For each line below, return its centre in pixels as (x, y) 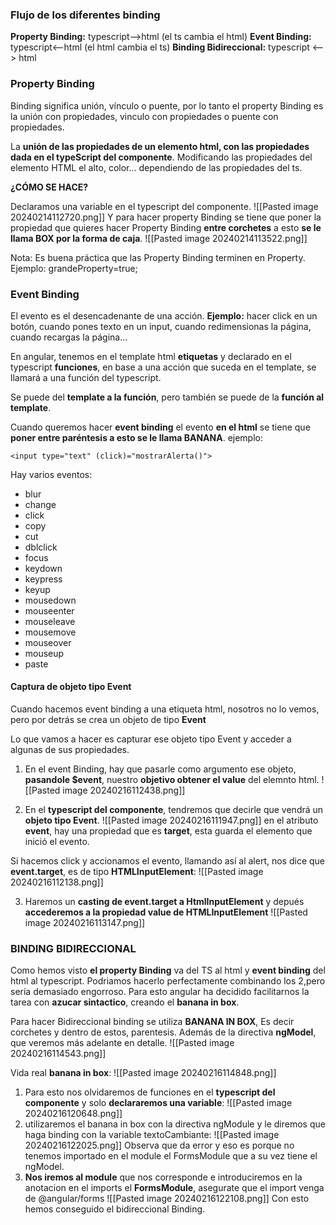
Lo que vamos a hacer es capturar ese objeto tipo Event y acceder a (151, 739)
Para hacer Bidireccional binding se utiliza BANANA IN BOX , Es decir (152, 1022)
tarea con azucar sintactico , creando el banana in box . (125, 1002)
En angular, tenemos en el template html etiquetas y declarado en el (151, 356)
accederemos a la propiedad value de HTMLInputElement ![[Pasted (166, 912)
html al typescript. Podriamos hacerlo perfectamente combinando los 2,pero (168, 981)
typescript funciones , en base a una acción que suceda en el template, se (163, 367)
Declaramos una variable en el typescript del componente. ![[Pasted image (164, 206)
